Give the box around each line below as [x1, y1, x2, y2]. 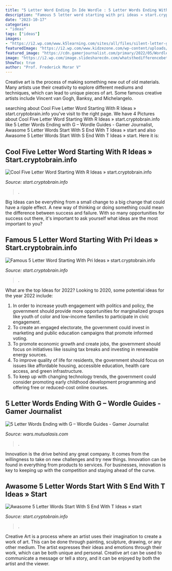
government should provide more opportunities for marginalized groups [12, 308, 164, 314]
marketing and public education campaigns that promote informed [12, 330, 153, 336]
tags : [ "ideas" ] [5, 31, 40, 36]
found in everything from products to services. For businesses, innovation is [5, 462, 166, 468]
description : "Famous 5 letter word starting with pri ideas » [5, 12, 143, 17]
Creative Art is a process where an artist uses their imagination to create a [5, 534, 162, 540]
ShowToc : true [5, 60, 36, 65]
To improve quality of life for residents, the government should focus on [12, 357, 164, 363]
